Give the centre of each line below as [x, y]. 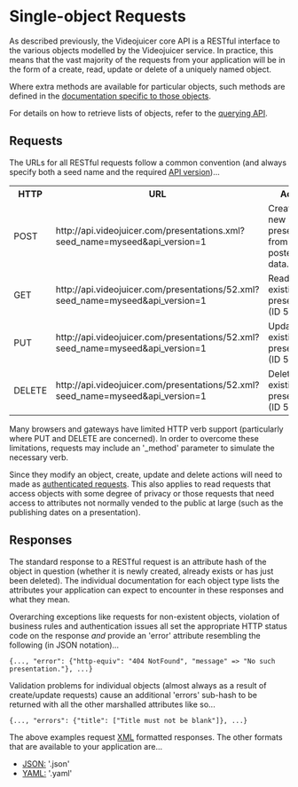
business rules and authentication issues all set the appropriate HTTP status [149, 626]
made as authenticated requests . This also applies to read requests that [140, 484]
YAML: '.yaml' [47, 773]
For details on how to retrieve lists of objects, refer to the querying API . [138, 113]
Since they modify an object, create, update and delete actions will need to [146, 474]
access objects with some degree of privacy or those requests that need [142, 493]
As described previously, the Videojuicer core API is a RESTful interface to [145, 41]
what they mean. [40, 599]
